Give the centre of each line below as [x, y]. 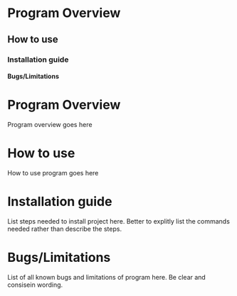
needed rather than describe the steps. [65, 229]
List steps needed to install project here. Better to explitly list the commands [118, 221]
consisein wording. [35, 285]
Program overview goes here [50, 125]
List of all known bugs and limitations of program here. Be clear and [107, 277]
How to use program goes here [53, 172]
